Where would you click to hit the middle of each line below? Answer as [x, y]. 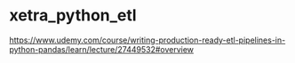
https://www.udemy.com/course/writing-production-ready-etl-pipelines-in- [147, 40]
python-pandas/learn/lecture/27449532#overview [101, 49]
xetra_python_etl [73, 16]
